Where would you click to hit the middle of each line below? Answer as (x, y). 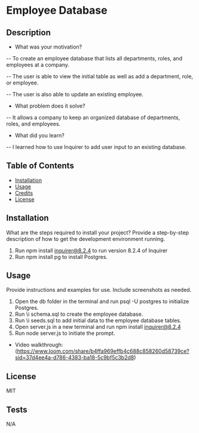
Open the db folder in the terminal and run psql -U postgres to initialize (102, 301)
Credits (24, 193)
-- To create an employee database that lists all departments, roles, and (94, 58)
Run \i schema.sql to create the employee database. (79, 314)
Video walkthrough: (39, 345)
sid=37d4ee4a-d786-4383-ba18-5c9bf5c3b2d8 (74, 358)
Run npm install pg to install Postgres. (61, 257)
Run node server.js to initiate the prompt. (65, 333)
